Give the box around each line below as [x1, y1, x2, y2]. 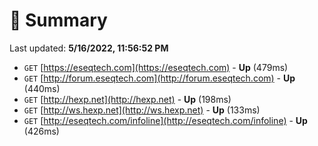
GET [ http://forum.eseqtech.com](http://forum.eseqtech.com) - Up [23, 72, 296, 84]
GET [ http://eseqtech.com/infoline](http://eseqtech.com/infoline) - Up [23, 114, 308, 126]
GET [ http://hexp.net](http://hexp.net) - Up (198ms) [23, 93, 232, 105]
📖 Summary [9, 9, 108, 32]
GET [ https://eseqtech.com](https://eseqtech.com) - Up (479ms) [23, 61, 289, 73]
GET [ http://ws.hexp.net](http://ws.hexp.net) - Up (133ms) [23, 104, 261, 116]
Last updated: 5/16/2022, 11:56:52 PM [9, 42, 169, 54]
